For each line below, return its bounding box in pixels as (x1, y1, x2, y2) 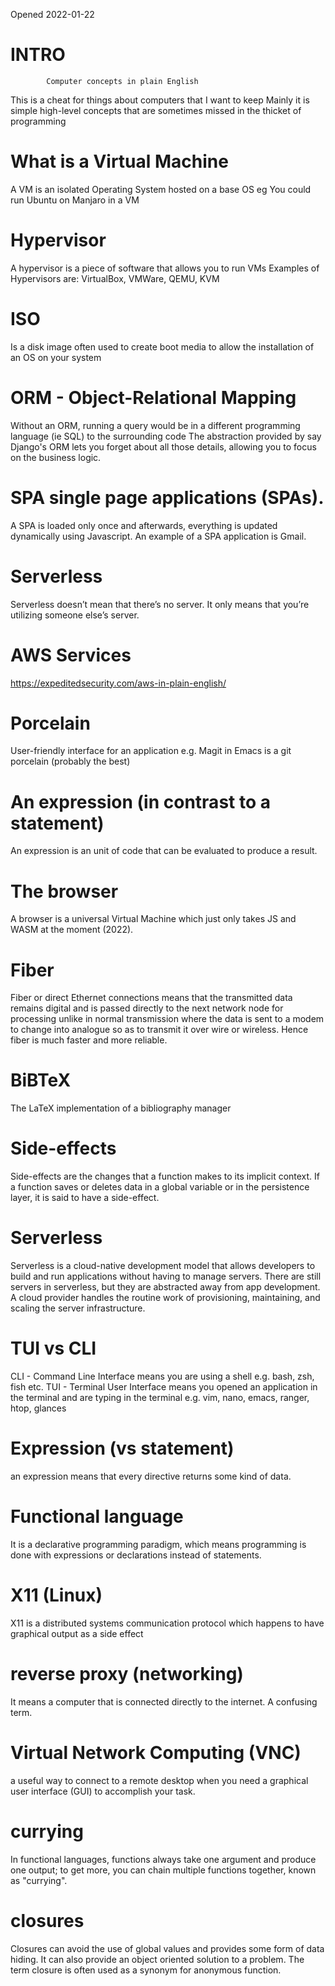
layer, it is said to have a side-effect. (10, 1192, 160, 1204)
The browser (10, 880, 119, 903)
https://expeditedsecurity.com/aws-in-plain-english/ (10, 677, 227, 689)
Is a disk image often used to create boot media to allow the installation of (10, 340, 315, 353)
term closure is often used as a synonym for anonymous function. (10, 1964, 282, 1976)
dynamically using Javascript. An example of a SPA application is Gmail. (10, 530, 307, 542)
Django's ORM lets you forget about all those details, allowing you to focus (10, 440, 317, 453)
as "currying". (10, 1874, 68, 1886)
